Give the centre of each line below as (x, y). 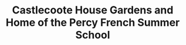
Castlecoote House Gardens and (93, 10)
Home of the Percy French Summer (93, 22)
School (93, 35)
